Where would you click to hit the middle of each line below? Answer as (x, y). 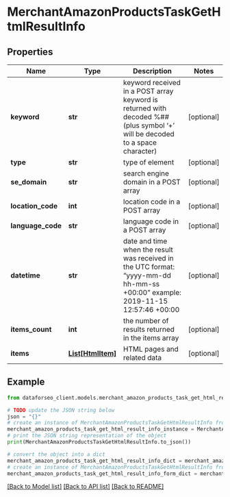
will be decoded (149, 134)
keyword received (152, 83)
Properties (30, 52)
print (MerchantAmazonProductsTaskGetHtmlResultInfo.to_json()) (99, 442)
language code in (151, 221)
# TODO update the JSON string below (61, 410)
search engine (146, 173)
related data (142, 357)
